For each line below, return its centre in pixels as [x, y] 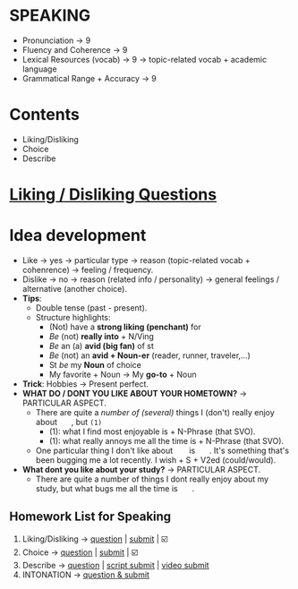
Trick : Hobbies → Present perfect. [85, 384]
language [39, 69]
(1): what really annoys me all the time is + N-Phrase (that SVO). [166, 441]
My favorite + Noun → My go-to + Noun [123, 374]
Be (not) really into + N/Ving [102, 336]
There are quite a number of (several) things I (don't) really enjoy [155, 412]
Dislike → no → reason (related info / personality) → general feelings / [151, 279]
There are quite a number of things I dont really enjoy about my [152, 479]
